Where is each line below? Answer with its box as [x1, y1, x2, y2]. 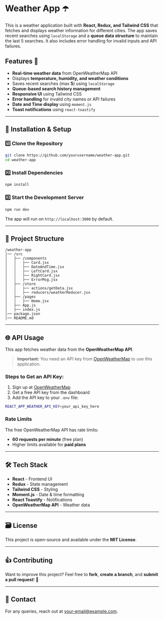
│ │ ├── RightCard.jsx [5, 273, 60, 278]
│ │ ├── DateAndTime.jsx [5, 264, 64, 270]
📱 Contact [5, 595, 36, 604]
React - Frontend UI [12, 476, 53, 482]
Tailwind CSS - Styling [12, 486, 58, 492]
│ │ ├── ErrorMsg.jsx [5, 278, 58, 282]
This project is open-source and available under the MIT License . [5, 537, 137, 543]
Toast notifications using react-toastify [12, 106, 96, 112]
